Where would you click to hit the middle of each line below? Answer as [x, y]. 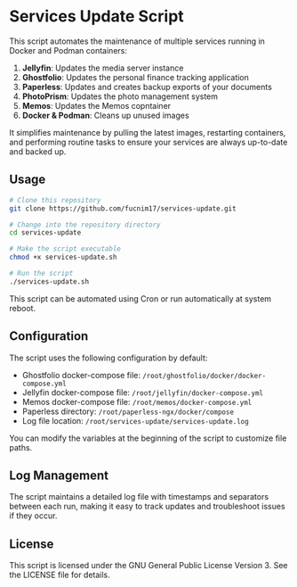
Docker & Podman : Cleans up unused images [105, 115]
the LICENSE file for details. [60, 575]
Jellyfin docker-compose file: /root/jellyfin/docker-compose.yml [143, 392]
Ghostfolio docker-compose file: [81, 375]
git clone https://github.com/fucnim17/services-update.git [123, 208]
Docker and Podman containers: [68, 50]
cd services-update [45, 233]
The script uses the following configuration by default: [108, 358]
